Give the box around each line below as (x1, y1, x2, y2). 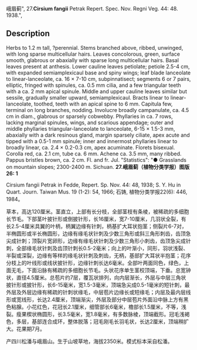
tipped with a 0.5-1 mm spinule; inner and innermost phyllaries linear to (6, 137, 178, 145)
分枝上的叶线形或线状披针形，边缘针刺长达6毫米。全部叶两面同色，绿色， (6, 259, 184, 266)
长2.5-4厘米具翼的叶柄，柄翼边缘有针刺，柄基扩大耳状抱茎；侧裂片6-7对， (6, 222, 187, 230)
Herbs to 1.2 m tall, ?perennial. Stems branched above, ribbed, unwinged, (6, 44, 184, 51)
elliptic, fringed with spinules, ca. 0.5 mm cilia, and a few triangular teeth (6, 81, 181, 89)
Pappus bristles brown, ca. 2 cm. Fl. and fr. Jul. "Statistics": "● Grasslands (6, 156, 186, 163)
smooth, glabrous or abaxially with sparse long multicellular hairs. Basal (6, 56, 179, 63)
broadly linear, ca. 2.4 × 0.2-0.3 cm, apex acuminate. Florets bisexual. (6, 144, 175, 151)
